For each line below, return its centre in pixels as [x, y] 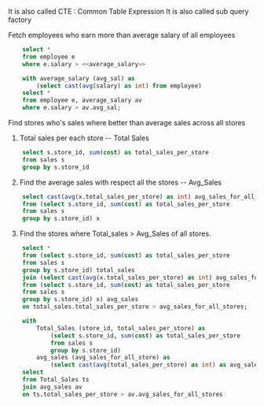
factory [20, 20]
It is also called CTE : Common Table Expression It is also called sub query [128, 11]
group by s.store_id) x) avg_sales [81, 300]
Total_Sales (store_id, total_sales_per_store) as [121, 328]
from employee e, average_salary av [82, 101]
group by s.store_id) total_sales [79, 270]
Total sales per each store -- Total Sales [84, 138]
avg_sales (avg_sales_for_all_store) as [103, 358]
